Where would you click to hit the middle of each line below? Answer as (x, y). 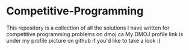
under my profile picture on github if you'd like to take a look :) (83, 40)
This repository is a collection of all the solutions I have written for (88, 28)
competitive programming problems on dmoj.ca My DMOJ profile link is (95, 34)
